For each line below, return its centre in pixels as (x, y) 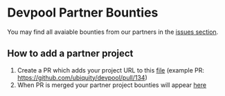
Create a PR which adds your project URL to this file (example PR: (110, 70)
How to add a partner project (70, 54)
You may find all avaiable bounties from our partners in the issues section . (113, 32)
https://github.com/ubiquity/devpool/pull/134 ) (82, 77)
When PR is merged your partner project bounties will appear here (111, 85)
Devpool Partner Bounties (83, 13)
